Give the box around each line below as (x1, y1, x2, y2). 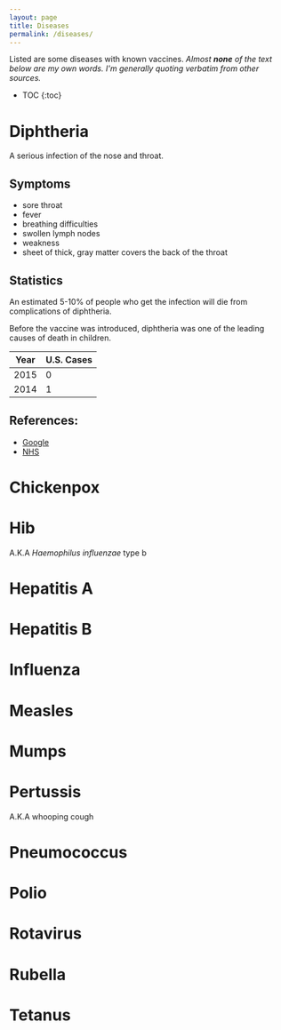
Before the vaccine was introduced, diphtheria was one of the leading (9, 323, 265, 333)
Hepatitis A (9, 579, 93, 599)
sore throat (21, 200, 63, 211)
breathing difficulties (21, 219, 99, 229)
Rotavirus (9, 923, 83, 944)
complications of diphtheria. (9, 306, 113, 316)
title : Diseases (9, 21, 69, 30)
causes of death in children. (9, 332, 111, 343)
